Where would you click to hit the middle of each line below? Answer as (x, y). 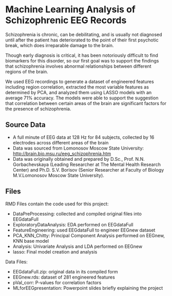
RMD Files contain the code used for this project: (57, 204)
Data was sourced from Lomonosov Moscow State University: (78, 148)
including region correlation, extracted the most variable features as (77, 87)
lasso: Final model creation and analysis (55, 251)
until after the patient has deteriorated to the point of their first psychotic (82, 40)
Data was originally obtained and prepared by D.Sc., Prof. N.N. (79, 159)
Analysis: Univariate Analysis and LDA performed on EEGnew (78, 246)
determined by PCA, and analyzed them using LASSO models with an (79, 92)
